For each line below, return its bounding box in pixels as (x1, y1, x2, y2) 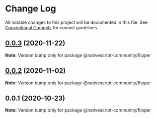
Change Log (5, 3, 56, 14)
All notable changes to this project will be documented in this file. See (5, 19, 148, 25)
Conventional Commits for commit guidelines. (5, 24, 98, 30)
